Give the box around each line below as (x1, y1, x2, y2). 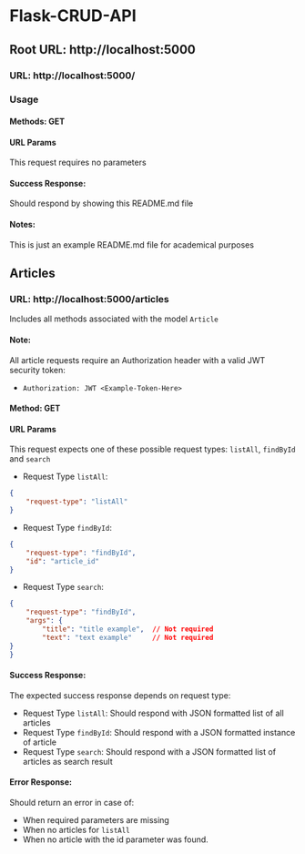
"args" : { (25, 616, 64, 625)
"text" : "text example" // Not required (42, 633, 214, 642)
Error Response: (9, 777, 73, 788)
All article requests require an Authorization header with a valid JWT (9, 354, 266, 365)
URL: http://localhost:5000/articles (9, 292, 170, 305)
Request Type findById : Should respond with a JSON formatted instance (22, 727, 296, 737)
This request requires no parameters (9, 157, 147, 168)
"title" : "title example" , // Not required (42, 625, 214, 634)
